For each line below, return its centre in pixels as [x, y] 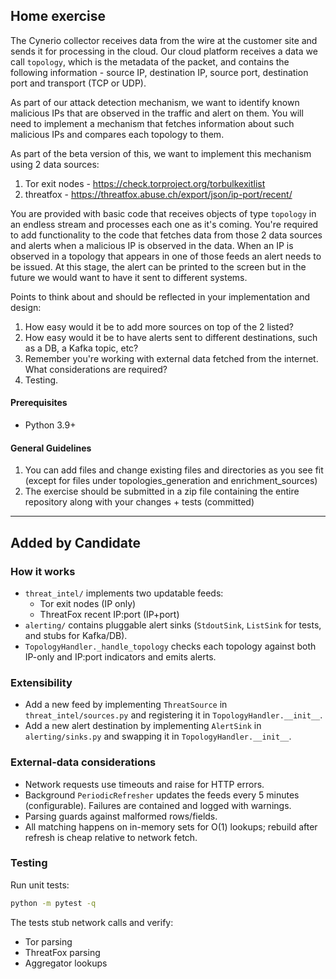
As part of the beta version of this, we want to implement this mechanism [161, 153]
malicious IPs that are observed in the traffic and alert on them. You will [157, 113]
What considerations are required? [96, 369]
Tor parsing [48, 941]
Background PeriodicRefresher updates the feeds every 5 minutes [162, 795]
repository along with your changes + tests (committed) [139, 502]
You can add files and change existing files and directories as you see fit [174, 470]
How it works [43, 571]
